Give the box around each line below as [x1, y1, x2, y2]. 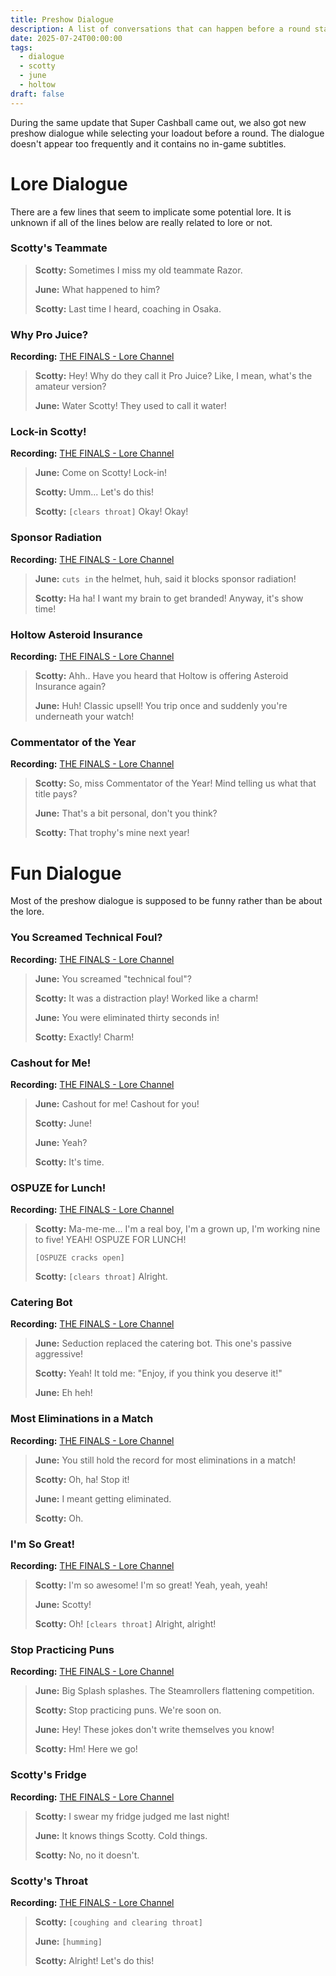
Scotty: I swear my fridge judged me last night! [34, 1810, 230, 1822]
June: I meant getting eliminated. [34, 1492, 172, 1505]
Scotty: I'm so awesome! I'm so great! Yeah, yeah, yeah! [34, 1579, 268, 1591]
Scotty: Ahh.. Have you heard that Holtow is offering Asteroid [34, 670, 289, 682]
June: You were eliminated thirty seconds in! [34, 1011, 220, 1023]
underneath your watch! [34, 711, 135, 723]
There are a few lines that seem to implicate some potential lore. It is [10, 206, 292, 218]
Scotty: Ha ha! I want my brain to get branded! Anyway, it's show [34, 592, 304, 604]
